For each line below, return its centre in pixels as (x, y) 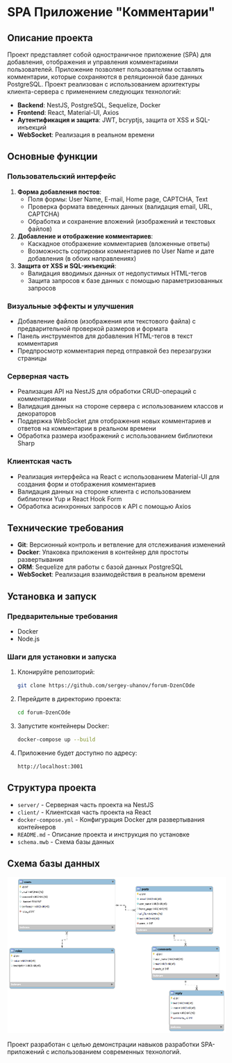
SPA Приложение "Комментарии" (111, 12)
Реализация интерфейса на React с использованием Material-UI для (118, 476)
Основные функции (52, 156)
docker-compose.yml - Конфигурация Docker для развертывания (111, 819)
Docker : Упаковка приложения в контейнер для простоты (103, 552)
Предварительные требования (63, 616)
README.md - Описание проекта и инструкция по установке (103, 834)
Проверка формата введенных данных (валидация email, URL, (120, 206)
